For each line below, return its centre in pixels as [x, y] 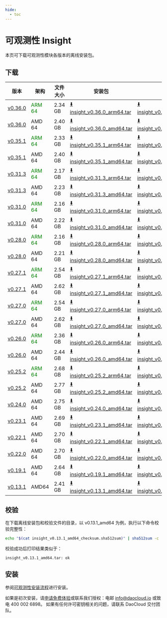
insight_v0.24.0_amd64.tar [101, 409]
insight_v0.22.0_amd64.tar [101, 458]
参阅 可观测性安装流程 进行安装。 [38, 587]
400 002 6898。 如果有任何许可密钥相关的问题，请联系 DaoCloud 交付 [83, 604]
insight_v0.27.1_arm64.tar [101, 277]
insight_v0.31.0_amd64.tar [101, 228]
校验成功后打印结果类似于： [34, 548]
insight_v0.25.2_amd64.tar [101, 392]
